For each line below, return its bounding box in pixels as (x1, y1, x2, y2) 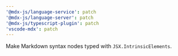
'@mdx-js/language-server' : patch (6, 15, 94, 21)
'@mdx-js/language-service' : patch (6, 9, 97, 15)
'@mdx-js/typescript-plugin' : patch (6, 20, 99, 26)
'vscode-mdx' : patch (6, 26, 59, 32)
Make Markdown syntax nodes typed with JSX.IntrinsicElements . (6, 43, 172, 50)
